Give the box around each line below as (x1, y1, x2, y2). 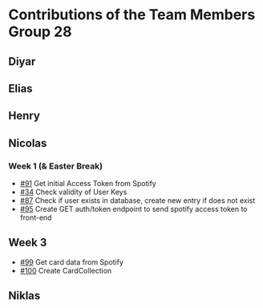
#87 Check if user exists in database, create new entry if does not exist (19, 196, 256, 205)
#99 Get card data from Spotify (19, 257, 124, 266)
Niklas (8, 289, 41, 302)
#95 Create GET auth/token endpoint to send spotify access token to (19, 205, 248, 214)
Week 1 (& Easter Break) (8, 160, 103, 172)
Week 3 (8, 236, 47, 249)
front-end (19, 213, 52, 222)
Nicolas (8, 136, 47, 150)
